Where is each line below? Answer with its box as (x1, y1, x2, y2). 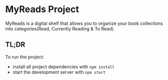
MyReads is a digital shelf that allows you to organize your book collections (5, 20, 163, 26)
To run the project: (5, 54, 44, 60)
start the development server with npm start (12, 69, 106, 75)
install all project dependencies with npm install (12, 63, 115, 69)
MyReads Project (5, 4, 79, 15)
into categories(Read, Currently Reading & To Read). (5, 25, 115, 31)
